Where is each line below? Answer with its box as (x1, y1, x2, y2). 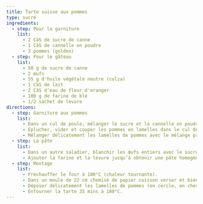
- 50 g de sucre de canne (22, 65, 88, 71)
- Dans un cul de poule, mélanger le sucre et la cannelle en (22, 121, 182, 127)
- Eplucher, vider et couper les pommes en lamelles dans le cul (22, 127, 190, 133)
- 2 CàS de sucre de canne (22, 37, 91, 43)
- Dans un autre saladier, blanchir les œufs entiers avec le (22, 149, 182, 155)
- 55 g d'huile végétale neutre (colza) (22, 76, 126, 82)
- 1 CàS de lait (22, 82, 63, 88)
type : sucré (6, 14, 36, 21)
